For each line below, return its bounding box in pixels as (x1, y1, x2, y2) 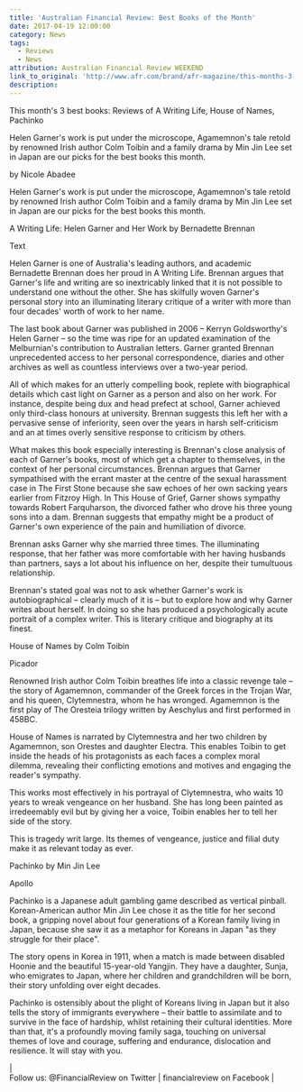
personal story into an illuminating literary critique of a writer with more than (9, 296, 291, 307)
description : (9, 80, 59, 89)
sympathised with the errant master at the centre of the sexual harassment (9, 473, 287, 483)
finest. (9, 623, 33, 634)
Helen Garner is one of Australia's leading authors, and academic (9, 258, 252, 269)
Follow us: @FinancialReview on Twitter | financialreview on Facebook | (9, 1072, 275, 1083)
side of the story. (9, 815, 72, 826)
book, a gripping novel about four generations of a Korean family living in (9, 914, 280, 925)
